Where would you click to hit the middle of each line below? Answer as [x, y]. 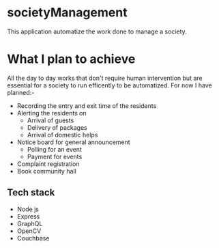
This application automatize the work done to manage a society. [97, 31]
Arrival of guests [50, 120]
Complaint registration [48, 164]
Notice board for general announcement [74, 142]
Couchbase [33, 238]
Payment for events [55, 156]
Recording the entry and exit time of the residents [87, 106]
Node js [28, 209]
